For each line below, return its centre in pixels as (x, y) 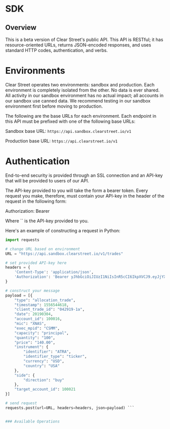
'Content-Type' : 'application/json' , (54, 272)
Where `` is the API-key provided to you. (47, 221)
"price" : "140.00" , (35, 342)
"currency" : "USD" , (44, 361)
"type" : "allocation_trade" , (45, 300)
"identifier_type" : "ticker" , (55, 357)
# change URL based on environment (43, 249)
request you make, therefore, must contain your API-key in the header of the (85, 196)
